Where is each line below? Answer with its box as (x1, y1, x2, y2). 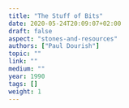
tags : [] (8, 80, 38, 88)
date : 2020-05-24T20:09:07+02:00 (8, 19, 122, 28)
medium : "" (8, 65, 45, 73)
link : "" (8, 58, 38, 66)
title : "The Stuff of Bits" (8, 11, 104, 20)
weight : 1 (8, 87, 42, 96)
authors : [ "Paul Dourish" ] (8, 42, 100, 50)
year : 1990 (8, 72, 45, 80)
